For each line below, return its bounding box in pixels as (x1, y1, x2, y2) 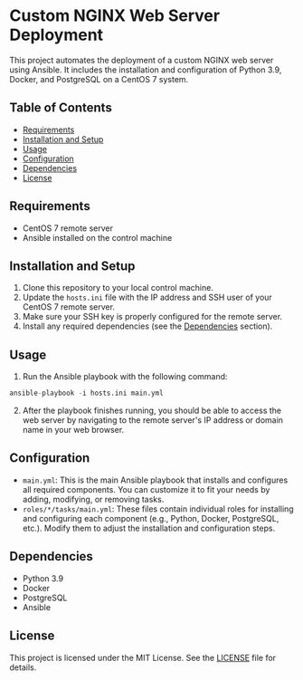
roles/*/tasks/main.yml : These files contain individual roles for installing (22, 503, 294, 514)
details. (9, 662, 37, 673)
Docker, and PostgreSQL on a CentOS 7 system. (9, 73, 189, 84)
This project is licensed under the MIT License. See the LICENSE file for (9, 652, 277, 663)
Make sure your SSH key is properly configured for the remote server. (22, 311, 283, 322)
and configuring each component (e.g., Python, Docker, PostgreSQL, (22, 512, 279, 523)
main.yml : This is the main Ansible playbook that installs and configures (22, 474, 289, 485)
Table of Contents (9, 101, 113, 116)
